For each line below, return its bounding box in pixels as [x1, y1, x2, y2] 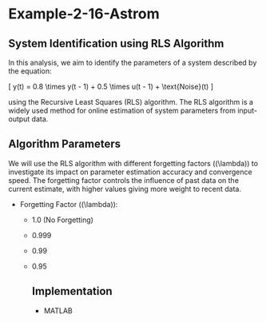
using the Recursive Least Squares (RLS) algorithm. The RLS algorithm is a [8, 97, 254, 106]
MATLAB [43, 305, 73, 316]
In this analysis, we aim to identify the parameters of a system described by [8, 58, 257, 67]
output [8, 114, 30, 124]
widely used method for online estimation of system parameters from [8, 105, 236, 115]
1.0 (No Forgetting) [31, 215, 94, 225]
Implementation [31, 284, 113, 298]
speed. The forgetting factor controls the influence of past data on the [8, 175, 240, 185]
